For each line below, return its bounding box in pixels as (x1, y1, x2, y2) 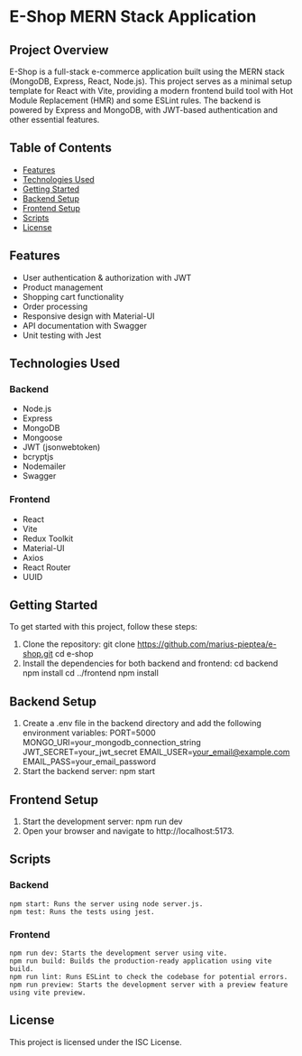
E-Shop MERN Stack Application (9, 6, 257, 27)
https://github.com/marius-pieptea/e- (136, 639, 277, 649)
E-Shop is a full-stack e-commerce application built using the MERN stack (9, 66, 286, 77)
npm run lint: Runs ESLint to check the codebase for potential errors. (9, 973, 288, 982)
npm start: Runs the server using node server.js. (9, 899, 204, 909)
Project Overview (9, 42, 109, 58)
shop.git (22, 649, 54, 659)
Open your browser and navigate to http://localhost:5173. (22, 826, 234, 836)
